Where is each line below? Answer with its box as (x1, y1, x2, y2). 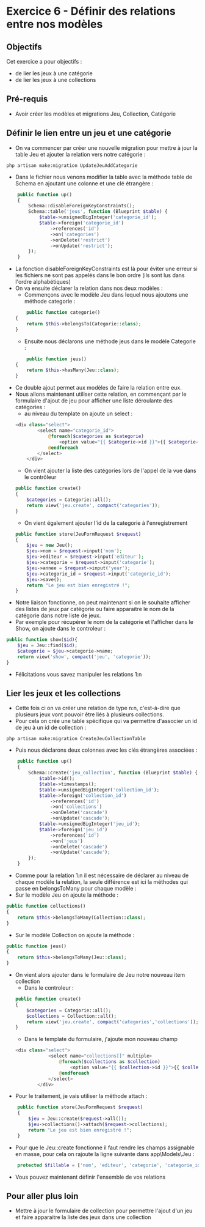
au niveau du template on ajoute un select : (24, 410, 133, 417)
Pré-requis (6, 94, 48, 105)
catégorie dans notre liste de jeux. (15, 612, 101, 619)
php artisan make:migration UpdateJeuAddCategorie (6, 162, 138, 169)
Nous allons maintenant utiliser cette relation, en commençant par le (15, 390, 187, 398)
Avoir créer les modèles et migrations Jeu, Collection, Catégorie (15, 110, 176, 117)
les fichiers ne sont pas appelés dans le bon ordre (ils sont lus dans (15, 272, 185, 279)
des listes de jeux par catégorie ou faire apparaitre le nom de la (15, 606, 174, 613)
